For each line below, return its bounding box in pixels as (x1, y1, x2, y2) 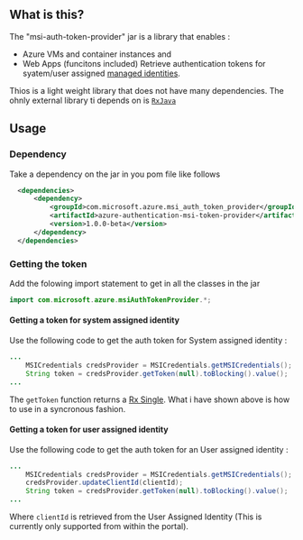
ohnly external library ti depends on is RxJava (9, 95, 177, 105)
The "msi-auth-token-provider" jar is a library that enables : (9, 31, 231, 41)
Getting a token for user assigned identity (9, 424, 169, 435)
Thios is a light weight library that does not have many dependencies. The (9, 85, 284, 96)
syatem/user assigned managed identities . (22, 68, 180, 78)
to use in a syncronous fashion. (9, 403, 126, 414)
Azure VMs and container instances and (22, 49, 172, 59)
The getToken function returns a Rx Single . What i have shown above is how (9, 394, 290, 405)
